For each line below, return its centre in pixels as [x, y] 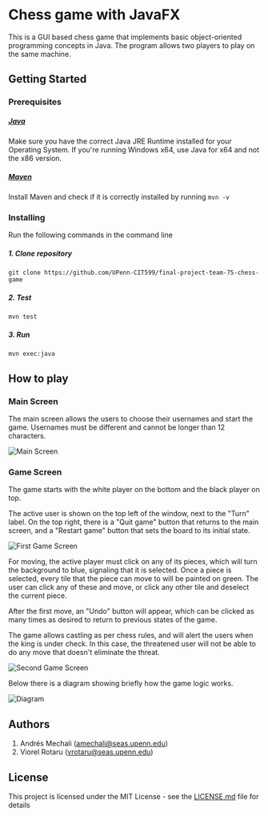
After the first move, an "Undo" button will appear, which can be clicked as [131, 612]
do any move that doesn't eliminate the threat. [84, 652]
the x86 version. [35, 159]
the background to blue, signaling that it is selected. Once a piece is [120, 570]
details [19, 805]
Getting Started [48, 79]
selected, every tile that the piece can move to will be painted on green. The [133, 579]
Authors [29, 724]
